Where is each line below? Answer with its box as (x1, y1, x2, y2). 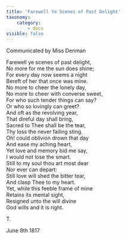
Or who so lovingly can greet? (6, 103, 80, 110)
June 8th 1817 (6, 227, 40, 234)
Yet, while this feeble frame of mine (6, 185, 93, 192)
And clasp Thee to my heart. (6, 179, 76, 186)
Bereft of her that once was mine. (6, 78, 88, 85)
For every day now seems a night (6, 71, 88, 78)
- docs (27, 25, 44, 32)
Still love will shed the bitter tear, (6, 172, 86, 180)
